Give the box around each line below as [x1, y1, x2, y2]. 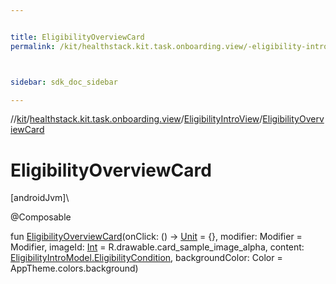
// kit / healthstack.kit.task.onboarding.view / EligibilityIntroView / [10, 113, 263, 125]
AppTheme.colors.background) [10, 262, 139, 275]
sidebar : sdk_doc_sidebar [10, 77, 118, 87]
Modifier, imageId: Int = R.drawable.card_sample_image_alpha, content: [10, 241, 305, 253]
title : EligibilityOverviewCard [10, 32, 145, 42]
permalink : [10, 41, 56, 51]
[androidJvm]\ [10, 192, 70, 204]
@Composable [10, 211, 72, 223]
